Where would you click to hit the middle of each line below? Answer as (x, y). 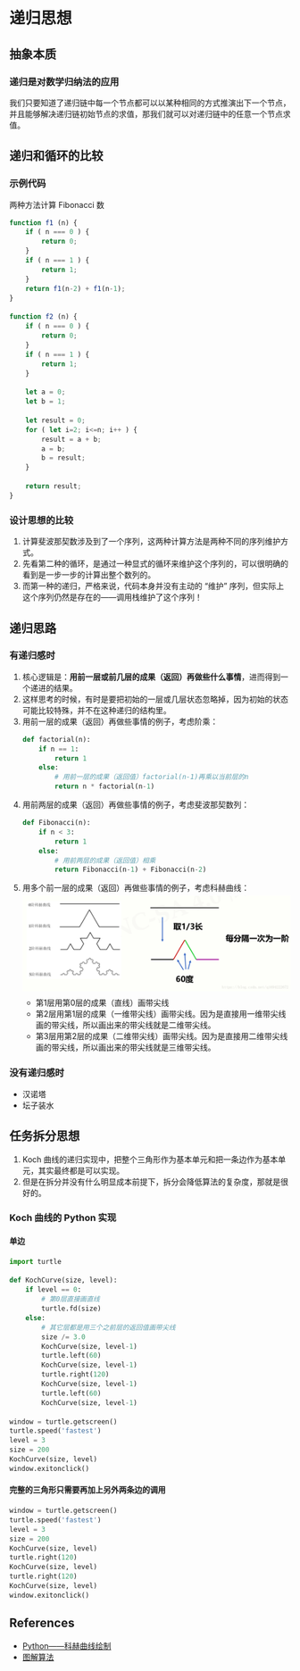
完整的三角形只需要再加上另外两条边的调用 (87, 1490)
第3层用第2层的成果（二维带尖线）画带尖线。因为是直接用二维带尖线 (162, 1036)
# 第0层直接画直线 (71, 1300)
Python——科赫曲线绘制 (67, 1646)
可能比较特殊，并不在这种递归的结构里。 (96, 710)
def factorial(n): (56, 739)
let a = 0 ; (46, 392)
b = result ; (64, 458)
